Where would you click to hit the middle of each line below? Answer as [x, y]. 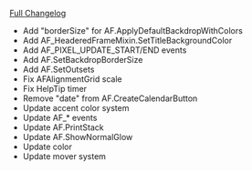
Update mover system [64, 156]
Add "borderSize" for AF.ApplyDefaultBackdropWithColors [133, 30]
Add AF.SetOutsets [58, 69]
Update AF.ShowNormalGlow [78, 137]
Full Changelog [38, 13]
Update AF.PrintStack [63, 127]
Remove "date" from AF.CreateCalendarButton [110, 98]
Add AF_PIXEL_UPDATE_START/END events [105, 50]
